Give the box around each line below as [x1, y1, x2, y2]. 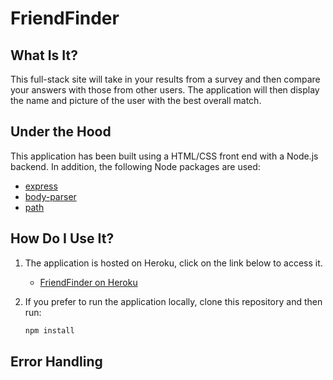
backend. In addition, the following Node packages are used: [10, 160, 261, 172]
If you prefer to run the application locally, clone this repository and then [24, 295, 323, 307]
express [24, 180, 58, 192]
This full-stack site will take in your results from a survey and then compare [10, 73, 321, 85]
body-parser [24, 190, 77, 202]
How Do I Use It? [10, 230, 115, 247]
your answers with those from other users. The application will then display [10, 84, 320, 96]
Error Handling [10, 353, 103, 370]
